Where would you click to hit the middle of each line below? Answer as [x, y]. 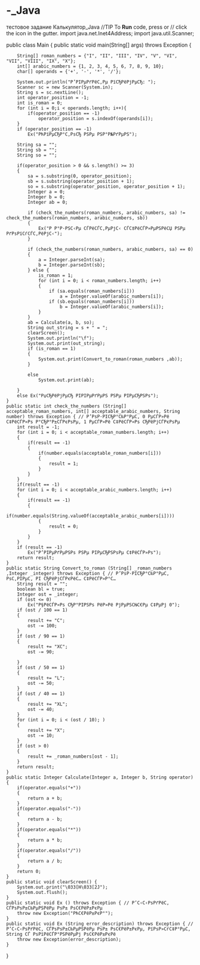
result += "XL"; [48, 704]
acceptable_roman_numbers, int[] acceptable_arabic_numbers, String [93, 411]
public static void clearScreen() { [52, 882]
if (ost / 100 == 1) [42, 610]
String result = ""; [42, 584]
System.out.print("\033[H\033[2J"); [63, 887]
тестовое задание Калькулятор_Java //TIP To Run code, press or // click [97, 27]
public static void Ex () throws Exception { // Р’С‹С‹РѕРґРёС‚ [88, 903]
